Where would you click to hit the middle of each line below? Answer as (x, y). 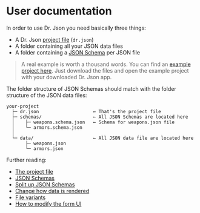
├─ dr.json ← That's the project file (87, 111)
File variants (30, 197)
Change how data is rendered (52, 191)
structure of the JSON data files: (47, 95)
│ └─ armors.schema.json (47, 127)
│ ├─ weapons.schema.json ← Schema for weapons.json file (93, 122)
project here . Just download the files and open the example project (105, 70)
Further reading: (26, 160)
